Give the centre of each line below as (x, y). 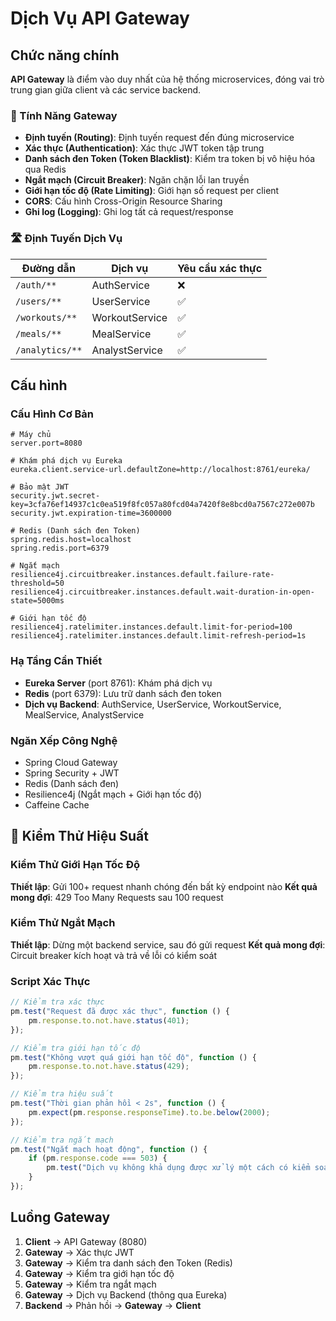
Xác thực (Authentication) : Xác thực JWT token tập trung (144, 148)
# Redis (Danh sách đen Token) (75, 531)
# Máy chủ (31, 435)
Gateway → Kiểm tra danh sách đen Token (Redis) (128, 1263)
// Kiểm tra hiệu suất (62, 1094)
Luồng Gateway (60, 1217)
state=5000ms (37, 601)
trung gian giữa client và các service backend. (106, 90)
